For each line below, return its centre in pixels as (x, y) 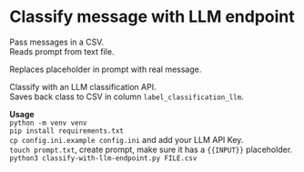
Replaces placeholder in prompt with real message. (106, 69)
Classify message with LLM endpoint (152, 17)
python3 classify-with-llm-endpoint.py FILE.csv (103, 158)
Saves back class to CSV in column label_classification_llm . (127, 96)
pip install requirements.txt (67, 131)
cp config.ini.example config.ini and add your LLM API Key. (127, 139)
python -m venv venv (49, 123)
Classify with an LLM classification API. (83, 86)
